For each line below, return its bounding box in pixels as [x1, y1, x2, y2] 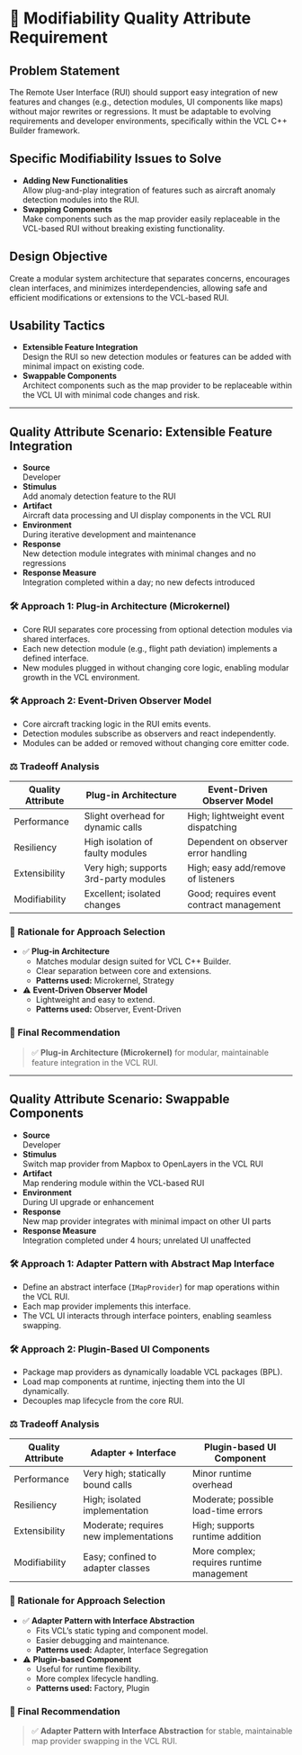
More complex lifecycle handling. [35, 1673, 159, 1684]
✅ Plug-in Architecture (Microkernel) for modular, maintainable [31, 1047, 270, 1057]
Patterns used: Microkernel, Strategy [35, 976, 174, 986]
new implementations [83, 1530, 173, 1543]
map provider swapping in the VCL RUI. [31, 1736, 178, 1747]
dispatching [187, 821, 237, 833]
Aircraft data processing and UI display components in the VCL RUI [22, 510, 271, 521]
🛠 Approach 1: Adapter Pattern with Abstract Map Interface [9, 1257, 275, 1270]
